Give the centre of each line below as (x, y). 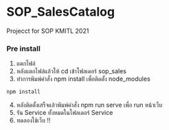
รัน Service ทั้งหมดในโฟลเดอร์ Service (65, 113)
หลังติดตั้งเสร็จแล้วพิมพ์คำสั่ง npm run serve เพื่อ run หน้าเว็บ (89, 105)
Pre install (23, 49)
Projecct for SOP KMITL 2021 (48, 31)
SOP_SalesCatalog (60, 12)
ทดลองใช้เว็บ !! (33, 120)
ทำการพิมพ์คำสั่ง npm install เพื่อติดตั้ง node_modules (83, 79)
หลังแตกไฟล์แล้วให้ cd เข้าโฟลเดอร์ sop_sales (71, 71)
